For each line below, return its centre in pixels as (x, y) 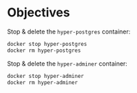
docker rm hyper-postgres (44, 50)
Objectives (39, 13)
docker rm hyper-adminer (42, 82)
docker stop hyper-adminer (46, 76)
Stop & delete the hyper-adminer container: (67, 64)
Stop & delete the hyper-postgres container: (69, 31)
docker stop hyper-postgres (47, 44)
